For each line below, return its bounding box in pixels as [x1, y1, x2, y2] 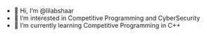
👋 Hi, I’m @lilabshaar [13, 7, 74, 15]
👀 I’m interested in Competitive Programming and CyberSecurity [13, 14, 201, 22]
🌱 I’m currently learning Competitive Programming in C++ [13, 21, 181, 29]
